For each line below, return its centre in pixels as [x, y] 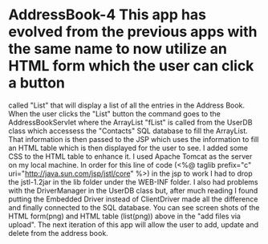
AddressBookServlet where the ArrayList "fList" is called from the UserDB [130, 122]
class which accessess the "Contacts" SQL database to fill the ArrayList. [128, 131]
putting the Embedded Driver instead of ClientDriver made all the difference [133, 199]
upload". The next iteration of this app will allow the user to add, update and [134, 224]
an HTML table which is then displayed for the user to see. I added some [128, 148]
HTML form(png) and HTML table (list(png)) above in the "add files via [124, 216]
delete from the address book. [58, 233]
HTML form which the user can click [131, 66]
